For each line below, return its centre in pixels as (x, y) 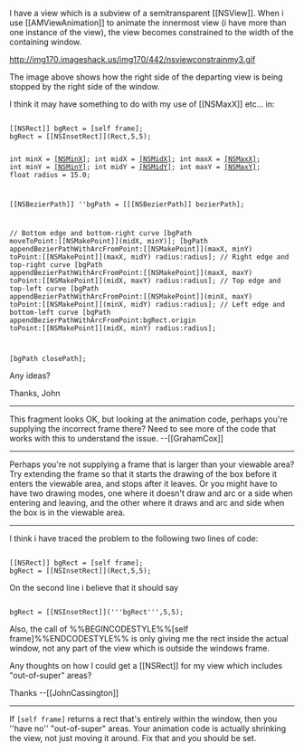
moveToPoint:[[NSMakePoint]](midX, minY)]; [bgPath (109, 242)
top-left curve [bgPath (54, 289)
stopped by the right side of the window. (85, 86)
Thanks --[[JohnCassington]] (64, 693)
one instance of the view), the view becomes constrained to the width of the (152, 32)
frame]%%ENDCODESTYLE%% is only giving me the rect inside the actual (149, 639)
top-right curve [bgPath (56, 265)
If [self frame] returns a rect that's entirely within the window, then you (143, 719)
